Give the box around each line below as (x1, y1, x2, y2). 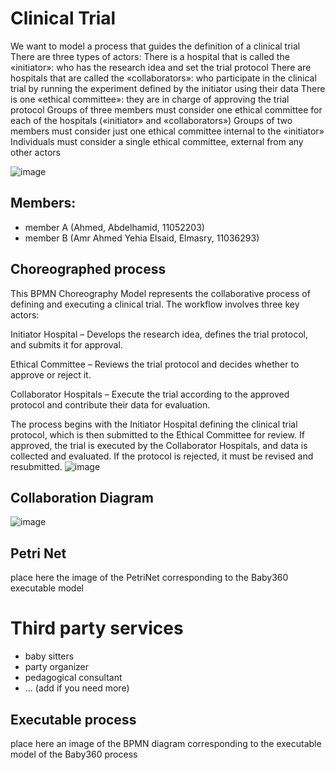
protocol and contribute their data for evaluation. (10, 398, 211, 411)
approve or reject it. (10, 368, 92, 381)
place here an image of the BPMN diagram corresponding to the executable (10, 737, 322, 749)
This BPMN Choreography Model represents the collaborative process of (10, 287, 311, 299)
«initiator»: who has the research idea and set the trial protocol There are (10, 61, 312, 73)
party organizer (24, 661, 90, 673)
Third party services (10, 617, 184, 640)
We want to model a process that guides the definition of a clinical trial (10, 40, 301, 52)
